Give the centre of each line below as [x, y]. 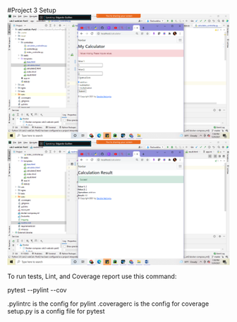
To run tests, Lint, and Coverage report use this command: [92, 276]
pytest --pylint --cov [37, 290]
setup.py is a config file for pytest [56, 311]
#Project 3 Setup [32, 10]
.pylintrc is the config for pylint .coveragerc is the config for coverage [108, 304]
